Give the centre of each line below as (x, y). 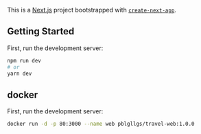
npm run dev (24, 60)
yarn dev (20, 74)
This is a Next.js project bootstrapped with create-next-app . (92, 10)
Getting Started (41, 31)
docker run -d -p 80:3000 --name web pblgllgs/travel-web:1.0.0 (101, 124)
